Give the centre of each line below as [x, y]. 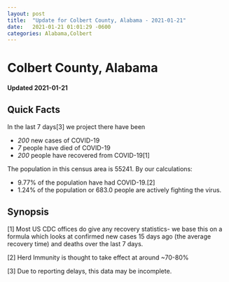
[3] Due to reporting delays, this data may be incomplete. [90, 271]
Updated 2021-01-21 [37, 88]
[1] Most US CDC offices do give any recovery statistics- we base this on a [115, 229]
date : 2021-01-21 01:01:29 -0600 [59, 27]
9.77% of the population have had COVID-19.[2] [86, 182]
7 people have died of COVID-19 [64, 147]
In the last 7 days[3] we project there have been [76, 126]
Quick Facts [34, 110]
